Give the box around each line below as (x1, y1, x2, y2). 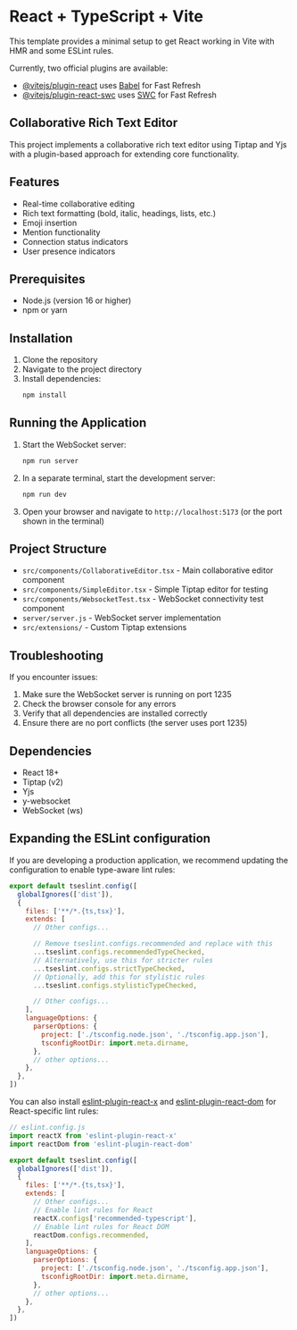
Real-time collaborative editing (21, 198, 136, 209)
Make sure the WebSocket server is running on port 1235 (21, 689, 232, 700)
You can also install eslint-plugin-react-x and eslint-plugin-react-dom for (9, 1097, 276, 1107)
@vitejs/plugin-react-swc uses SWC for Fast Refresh (21, 89, 217, 100)
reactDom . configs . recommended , (32, 1231, 150, 1240)
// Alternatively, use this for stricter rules (32, 955, 214, 964)
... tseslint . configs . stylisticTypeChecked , (32, 981, 198, 989)
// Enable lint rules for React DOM (32, 1222, 169, 1231)
